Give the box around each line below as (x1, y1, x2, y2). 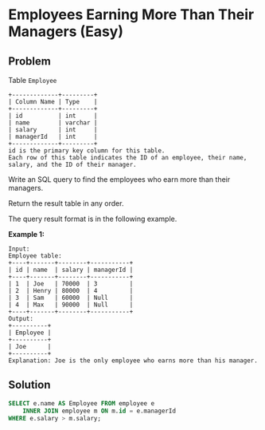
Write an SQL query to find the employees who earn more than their (8, 175, 231, 184)
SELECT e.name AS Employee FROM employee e (8, 399, 155, 408)
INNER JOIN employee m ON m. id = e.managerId (22, 407, 177, 415)
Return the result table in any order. (8, 199, 124, 208)
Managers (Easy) (8, 22, 124, 41)
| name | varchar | (8, 119, 98, 127)
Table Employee (8, 76, 57, 85)
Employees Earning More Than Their (8, 6, 255, 24)
